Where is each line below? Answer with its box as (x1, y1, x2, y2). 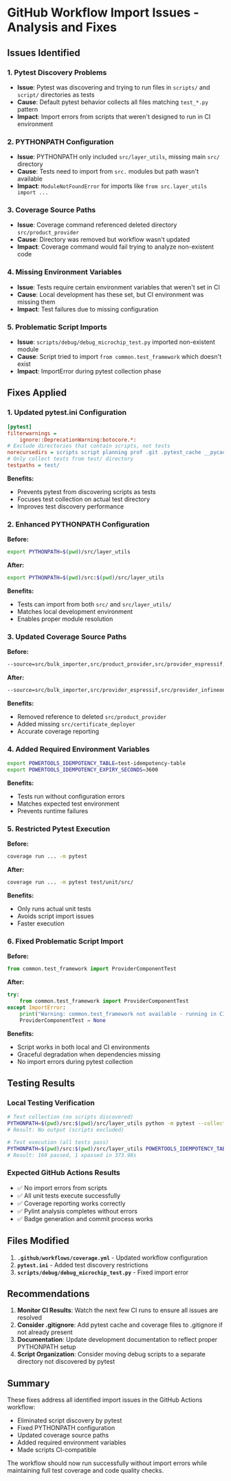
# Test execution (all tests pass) (7, 1138, 109, 1145)
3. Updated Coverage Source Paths (7, 632, 127, 642)
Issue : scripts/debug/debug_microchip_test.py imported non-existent (16, 338, 215, 346)
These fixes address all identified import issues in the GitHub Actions (7, 1396, 203, 1404)
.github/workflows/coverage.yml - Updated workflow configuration (16, 1253, 208, 1262)
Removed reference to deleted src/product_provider (16, 712, 167, 721)
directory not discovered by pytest (16, 1358, 115, 1366)
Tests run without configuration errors (16, 793, 125, 801)
